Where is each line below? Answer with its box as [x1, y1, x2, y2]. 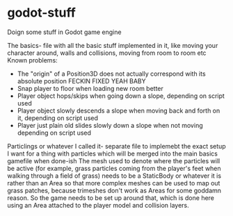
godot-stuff [7, 5, 77, 21]
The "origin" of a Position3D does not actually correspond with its [17, 69, 207, 78]
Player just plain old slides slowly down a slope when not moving [17, 121, 203, 129]
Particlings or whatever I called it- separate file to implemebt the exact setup [7, 142, 226, 150]
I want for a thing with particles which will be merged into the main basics [7, 149, 218, 158]
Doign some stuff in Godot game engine [7, 28, 122, 36]
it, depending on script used [17, 113, 99, 122]
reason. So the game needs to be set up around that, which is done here [7, 193, 214, 202]
